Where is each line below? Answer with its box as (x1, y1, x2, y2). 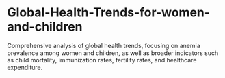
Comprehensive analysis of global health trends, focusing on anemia (7, 41, 200, 50)
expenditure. (7, 63, 43, 71)
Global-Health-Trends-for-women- (7, 5, 211, 20)
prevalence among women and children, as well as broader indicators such (7, 49, 219, 57)
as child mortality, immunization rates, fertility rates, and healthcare (7, 56, 197, 64)
